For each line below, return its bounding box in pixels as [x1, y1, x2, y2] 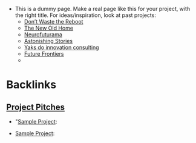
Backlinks [6, 78, 57, 91]
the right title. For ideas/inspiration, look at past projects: [15, 12, 156, 19]
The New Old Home [24, 24, 74, 32]
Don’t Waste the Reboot [24, 18, 83, 25]
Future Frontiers [24, 50, 65, 57]
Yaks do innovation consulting [24, 44, 99, 51]
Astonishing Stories [24, 38, 73, 44]
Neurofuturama [24, 31, 62, 38]
